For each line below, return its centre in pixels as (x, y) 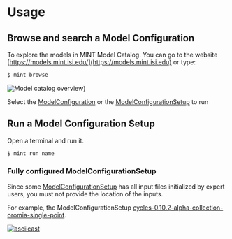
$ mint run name (31, 153)
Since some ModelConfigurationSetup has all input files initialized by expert (116, 187)
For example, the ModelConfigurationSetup (69, 208)
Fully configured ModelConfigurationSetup (82, 171)
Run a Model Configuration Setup (81, 124)
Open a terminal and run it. (46, 140)
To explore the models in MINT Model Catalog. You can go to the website (113, 55)
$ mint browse (28, 75)
